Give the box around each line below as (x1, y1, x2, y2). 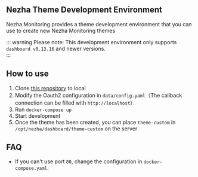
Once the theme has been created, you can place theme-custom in (14, 118, 176, 126)
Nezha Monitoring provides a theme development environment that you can (6, 20, 192, 28)
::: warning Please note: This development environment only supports (6, 38, 177, 45)
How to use (6, 69, 49, 79)
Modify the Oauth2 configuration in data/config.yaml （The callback (14, 91, 182, 99)
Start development (14, 112, 61, 119)
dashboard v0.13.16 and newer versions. (6, 45, 106, 52)
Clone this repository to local (14, 84, 86, 91)
